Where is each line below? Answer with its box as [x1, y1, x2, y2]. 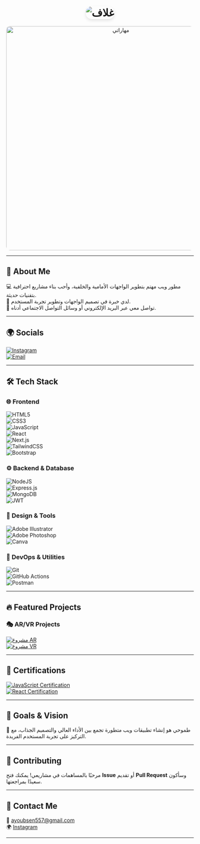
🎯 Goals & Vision [6, 711, 68, 721]
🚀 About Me [6, 267, 51, 277]
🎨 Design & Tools [6, 512, 56, 520]
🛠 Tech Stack [6, 377, 58, 387]
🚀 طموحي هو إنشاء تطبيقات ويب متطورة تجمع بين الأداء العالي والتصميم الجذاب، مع [6, 726, 191, 733]
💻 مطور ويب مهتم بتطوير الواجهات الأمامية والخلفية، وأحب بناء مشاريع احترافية [6, 283, 181, 290]
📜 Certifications [6, 665, 66, 675]
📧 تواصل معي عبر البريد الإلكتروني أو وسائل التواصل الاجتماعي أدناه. [6, 304, 157, 311]
